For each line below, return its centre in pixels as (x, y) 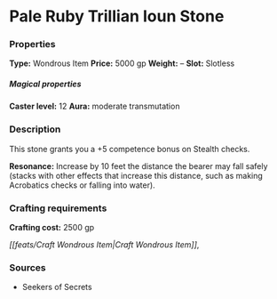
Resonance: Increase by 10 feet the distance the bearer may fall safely (138, 166)
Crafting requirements (58, 208)
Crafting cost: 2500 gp (52, 228)
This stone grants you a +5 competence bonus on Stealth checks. (130, 149)
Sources (28, 267)
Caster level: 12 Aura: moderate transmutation (95, 106)
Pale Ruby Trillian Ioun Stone (117, 16)
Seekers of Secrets (57, 287)
